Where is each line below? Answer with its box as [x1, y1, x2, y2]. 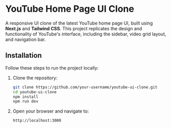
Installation [5, 51, 42, 60]
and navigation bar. [5, 36, 46, 42]
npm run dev [12, 99, 38, 104]
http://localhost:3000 [12, 118, 61, 123]
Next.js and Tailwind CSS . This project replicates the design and [5, 25, 142, 31]
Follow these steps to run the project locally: [5, 65, 99, 71]
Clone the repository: [12, 75, 58, 81]
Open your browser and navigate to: [12, 108, 89, 114]
